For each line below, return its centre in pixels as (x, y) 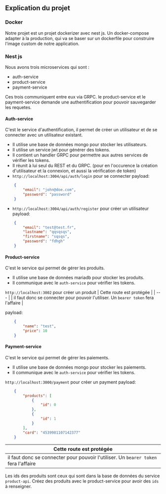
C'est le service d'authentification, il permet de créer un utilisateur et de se (81, 130)
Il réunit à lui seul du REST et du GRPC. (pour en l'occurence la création (85, 166)
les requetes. (19, 107)
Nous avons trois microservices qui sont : (47, 67)
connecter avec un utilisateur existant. (44, 135)
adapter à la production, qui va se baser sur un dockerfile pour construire (80, 38)
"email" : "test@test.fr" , (50, 227)
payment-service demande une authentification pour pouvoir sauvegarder (81, 102)
